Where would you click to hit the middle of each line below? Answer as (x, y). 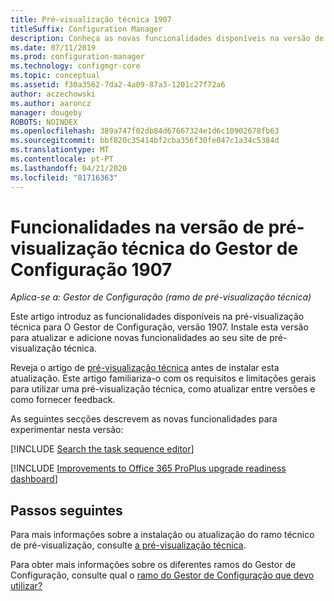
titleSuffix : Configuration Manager (86, 29)
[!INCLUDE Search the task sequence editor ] (102, 449)
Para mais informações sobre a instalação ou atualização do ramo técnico (162, 535)
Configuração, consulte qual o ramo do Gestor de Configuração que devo (162, 575)
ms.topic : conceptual (55, 76)
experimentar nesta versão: (67, 430)
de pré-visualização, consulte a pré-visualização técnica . (128, 545)
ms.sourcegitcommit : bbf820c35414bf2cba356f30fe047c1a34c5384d (145, 141)
